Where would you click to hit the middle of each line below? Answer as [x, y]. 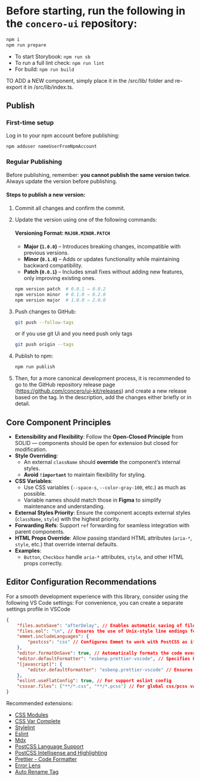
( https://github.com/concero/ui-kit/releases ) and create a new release [101, 391]
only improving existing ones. [60, 278]
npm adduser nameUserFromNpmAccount [51, 147]
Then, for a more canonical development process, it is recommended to [103, 378]
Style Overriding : [36, 456]
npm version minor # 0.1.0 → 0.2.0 [60, 294]
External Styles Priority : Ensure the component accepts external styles [102, 513]
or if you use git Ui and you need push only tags [74, 334]
